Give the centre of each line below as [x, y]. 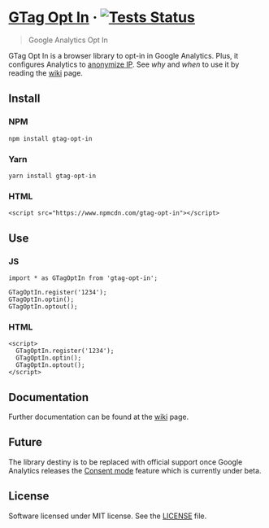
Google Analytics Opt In [68, 40]
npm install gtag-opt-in [50, 138]
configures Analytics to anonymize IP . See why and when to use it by [124, 64]
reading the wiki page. [46, 72]
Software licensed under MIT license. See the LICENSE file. [108, 516]
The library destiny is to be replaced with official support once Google [126, 462]
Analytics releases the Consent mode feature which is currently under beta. [135, 470]
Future [26, 442]
